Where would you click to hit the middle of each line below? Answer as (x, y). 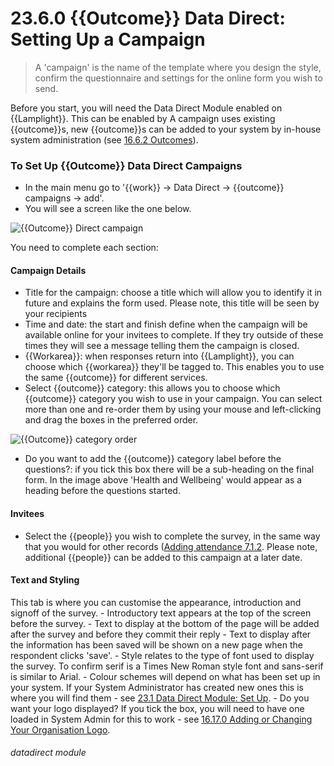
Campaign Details (48, 270)
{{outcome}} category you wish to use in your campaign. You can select (173, 399)
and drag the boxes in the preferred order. (111, 420)
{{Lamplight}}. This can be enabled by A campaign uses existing (143, 118)
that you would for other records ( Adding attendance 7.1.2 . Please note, (171, 546)
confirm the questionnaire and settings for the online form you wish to (178, 78)
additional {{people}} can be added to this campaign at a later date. (163, 557)
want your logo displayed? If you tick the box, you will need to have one (157, 708)
